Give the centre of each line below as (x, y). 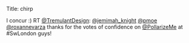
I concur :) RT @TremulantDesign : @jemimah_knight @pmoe (82, 20)
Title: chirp (20, 9)
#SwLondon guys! (29, 33)
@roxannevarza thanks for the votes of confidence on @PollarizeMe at (94, 27)
